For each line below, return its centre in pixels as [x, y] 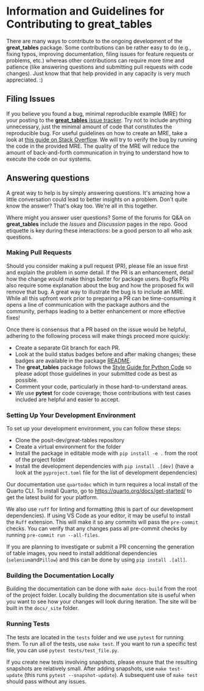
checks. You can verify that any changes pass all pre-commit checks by [97, 528]
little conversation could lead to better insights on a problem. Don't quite [97, 199]
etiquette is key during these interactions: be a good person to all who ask [99, 230]
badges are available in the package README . [73, 360]
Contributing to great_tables [79, 24]
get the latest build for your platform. [52, 497]
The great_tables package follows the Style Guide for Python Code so [103, 367]
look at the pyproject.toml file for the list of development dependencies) [106, 472]
